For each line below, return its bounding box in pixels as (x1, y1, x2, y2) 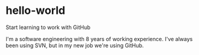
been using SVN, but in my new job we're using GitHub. (5, 42, 144, 49)
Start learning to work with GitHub (5, 24, 91, 31)
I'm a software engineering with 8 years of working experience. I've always (5, 35, 193, 42)
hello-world (5, 4, 66, 18)
